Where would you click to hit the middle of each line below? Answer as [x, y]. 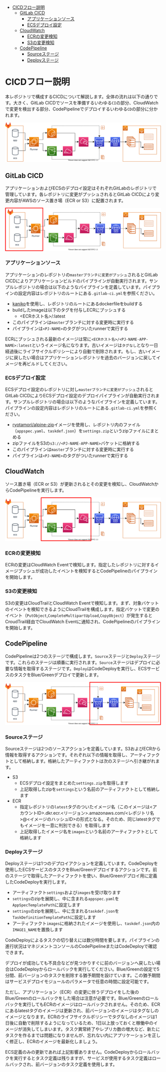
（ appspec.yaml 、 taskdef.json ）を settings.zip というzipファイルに [81, 431]
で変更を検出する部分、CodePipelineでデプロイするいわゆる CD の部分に [77, 109]
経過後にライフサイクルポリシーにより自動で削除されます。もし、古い [76, 351]
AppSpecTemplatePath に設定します [46, 905]
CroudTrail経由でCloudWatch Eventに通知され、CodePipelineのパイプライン [83, 621]
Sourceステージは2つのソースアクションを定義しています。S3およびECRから [83, 749]
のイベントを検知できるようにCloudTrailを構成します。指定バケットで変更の [82, 609]
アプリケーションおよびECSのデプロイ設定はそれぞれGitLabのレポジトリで [81, 188]
